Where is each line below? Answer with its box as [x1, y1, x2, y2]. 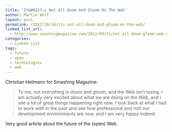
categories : [5, 36, 31, 42]
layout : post [5, 17, 33, 22]
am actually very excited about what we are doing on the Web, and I [17, 95, 161, 101]
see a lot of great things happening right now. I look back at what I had [17, 100, 167, 106]
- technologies [10, 60, 42, 65]
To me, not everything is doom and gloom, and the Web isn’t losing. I [17, 89, 163, 95]
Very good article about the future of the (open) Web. [5, 121, 118, 127]
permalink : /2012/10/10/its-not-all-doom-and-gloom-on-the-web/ [5, 22, 145, 27]
